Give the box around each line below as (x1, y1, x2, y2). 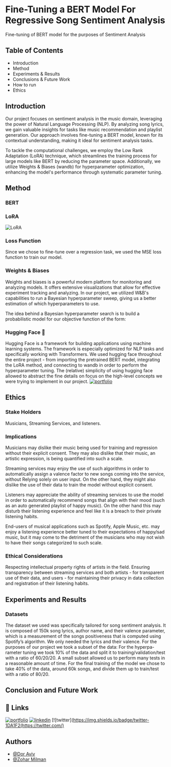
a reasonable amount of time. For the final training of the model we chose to (5, 661, 165, 667)
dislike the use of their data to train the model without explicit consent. (5, 482, 153, 488)
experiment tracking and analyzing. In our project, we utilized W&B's (5, 289, 149, 295)
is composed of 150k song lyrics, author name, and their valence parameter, (5, 628, 165, 634)
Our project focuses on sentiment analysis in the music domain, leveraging (5, 115, 162, 121)
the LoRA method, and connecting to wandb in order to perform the (5, 362, 147, 368)
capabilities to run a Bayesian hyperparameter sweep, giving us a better (5, 295, 157, 301)
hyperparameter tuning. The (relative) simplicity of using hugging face (5, 368, 153, 374)
